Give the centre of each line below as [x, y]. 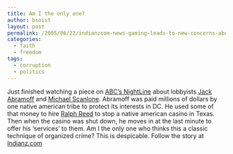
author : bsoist [29, 20]
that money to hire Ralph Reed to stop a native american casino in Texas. [111, 113]
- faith [25, 46]
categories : [24, 40]
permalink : [23, 33]
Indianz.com [25, 143]
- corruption [32, 65]
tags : [15, 59]
